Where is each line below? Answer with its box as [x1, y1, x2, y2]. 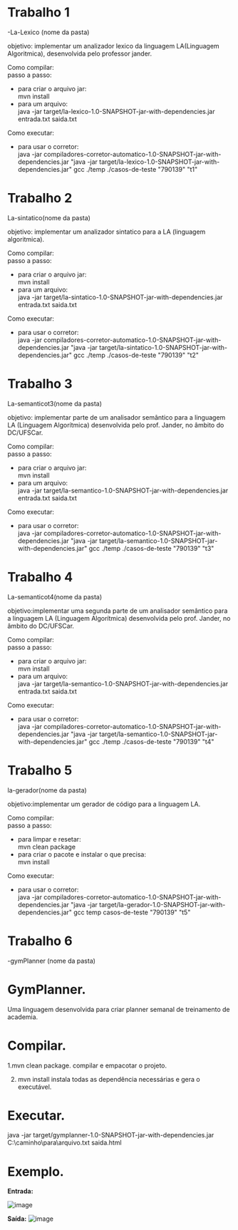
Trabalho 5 [7, 762, 73, 778]
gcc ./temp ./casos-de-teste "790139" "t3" [88, 544, 214, 552]
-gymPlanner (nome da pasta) [7, 956, 96, 965]
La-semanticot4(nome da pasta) [7, 592, 103, 601]
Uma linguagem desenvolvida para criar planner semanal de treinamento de [7, 1005, 230, 1013]
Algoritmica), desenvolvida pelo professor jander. [7, 49, 152, 58]
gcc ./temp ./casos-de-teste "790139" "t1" [73, 165, 198, 173]
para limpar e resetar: [17, 834, 81, 843]
